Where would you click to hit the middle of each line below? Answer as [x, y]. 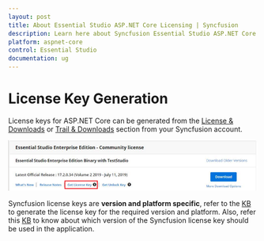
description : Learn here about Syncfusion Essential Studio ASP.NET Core [132, 33]
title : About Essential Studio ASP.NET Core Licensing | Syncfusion [123, 25]
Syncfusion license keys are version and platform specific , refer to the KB [130, 203]
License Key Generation [88, 99]
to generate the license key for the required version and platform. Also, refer [132, 212]
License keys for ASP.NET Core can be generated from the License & [121, 120]
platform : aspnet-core [45, 42]
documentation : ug [38, 59]
